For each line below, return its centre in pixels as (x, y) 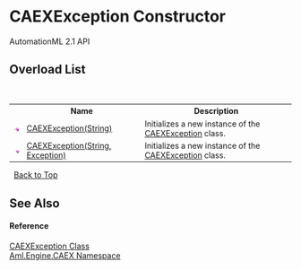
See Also (34, 203)
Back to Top (35, 175)
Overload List (47, 70)
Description (216, 111)
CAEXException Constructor (118, 17)
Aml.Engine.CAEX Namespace (65, 255)
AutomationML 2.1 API (50, 41)
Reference (29, 226)
